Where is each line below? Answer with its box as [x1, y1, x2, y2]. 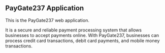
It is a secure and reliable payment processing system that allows [5, 27, 142, 33]
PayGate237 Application [5, 4, 84, 12]
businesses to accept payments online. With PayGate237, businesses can [5, 32, 159, 38]
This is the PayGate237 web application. [5, 17, 90, 23]
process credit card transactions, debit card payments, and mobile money [5, 37, 160, 43]
